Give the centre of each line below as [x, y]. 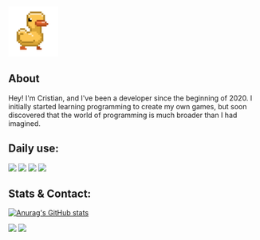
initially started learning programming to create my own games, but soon [128, 106]
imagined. [25, 123]
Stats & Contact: [50, 194]
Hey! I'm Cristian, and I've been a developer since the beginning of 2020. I [130, 98]
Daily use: [33, 149]
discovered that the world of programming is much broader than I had [123, 115]
